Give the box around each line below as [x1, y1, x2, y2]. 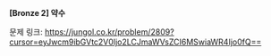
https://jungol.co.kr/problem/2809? [44, 27, 174, 37]
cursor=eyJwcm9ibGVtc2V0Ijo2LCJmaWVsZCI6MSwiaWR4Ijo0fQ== [9, 36, 262, 47]
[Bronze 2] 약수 [9, 8, 65, 18]
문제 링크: [9, 27, 43, 37]
